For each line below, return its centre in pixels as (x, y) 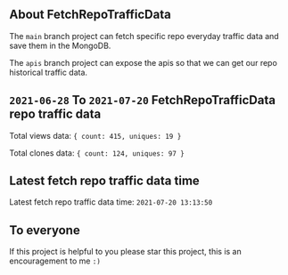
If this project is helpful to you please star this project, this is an (126, 252)
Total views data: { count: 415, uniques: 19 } (95, 135)
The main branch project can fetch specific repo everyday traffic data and (144, 36)
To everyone (45, 230)
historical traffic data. (48, 72)
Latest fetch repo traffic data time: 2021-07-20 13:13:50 (111, 202)
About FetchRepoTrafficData (90, 15)
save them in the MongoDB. (60, 45)
